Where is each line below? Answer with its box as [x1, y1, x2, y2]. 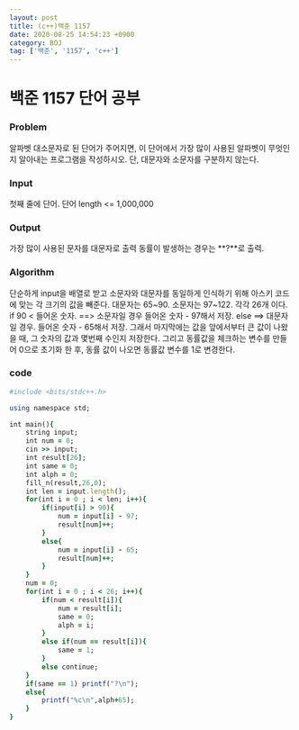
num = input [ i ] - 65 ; [57, 545, 140, 554]
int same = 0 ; [25, 461, 78, 471]
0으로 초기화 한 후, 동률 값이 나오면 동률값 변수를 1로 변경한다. [18, 344, 236, 355]
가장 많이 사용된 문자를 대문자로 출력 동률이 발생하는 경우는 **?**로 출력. [9, 243, 265, 254]
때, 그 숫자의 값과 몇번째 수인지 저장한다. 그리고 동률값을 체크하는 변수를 [18, 332, 271, 343]
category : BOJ [9, 38, 63, 48]
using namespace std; [9, 403, 91, 412]
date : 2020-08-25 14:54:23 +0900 [9, 30, 135, 39]
